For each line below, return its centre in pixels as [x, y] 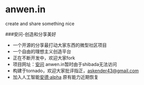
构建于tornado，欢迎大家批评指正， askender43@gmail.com [76, 71]
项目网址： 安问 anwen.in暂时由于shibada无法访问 [65, 64]
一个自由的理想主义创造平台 [42, 51]
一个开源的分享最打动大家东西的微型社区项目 [60, 45]
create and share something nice [40, 24]
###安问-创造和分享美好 [31, 34]
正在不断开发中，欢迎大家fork [44, 58]
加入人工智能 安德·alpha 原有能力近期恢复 [55, 77]
